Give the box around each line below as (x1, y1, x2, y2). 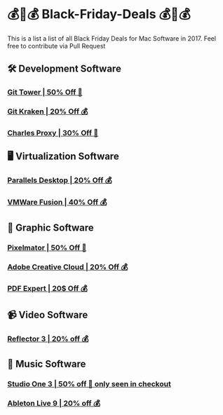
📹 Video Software (7, 308, 88, 320)
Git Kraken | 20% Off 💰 (7, 107, 88, 116)
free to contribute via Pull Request (7, 41, 106, 50)
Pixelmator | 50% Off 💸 (7, 243, 87, 252)
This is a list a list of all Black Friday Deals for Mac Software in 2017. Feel (7, 34, 216, 43)
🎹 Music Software (7, 358, 86, 370)
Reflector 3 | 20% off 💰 (7, 334, 89, 343)
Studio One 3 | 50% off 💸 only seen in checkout (7, 379, 172, 389)
